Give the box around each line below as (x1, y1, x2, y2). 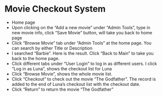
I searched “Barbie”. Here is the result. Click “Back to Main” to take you (11, 50, 154, 56)
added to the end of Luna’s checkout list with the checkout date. (11, 81, 141, 87)
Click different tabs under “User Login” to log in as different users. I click (11, 61, 157, 66)
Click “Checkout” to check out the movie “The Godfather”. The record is (11, 76, 156, 82)
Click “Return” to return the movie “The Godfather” (11, 86, 114, 92)
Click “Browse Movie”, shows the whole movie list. (11, 71, 113, 77)
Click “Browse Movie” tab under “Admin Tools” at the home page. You (11, 40, 152, 46)
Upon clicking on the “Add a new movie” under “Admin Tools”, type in (11, 24, 150, 30)
